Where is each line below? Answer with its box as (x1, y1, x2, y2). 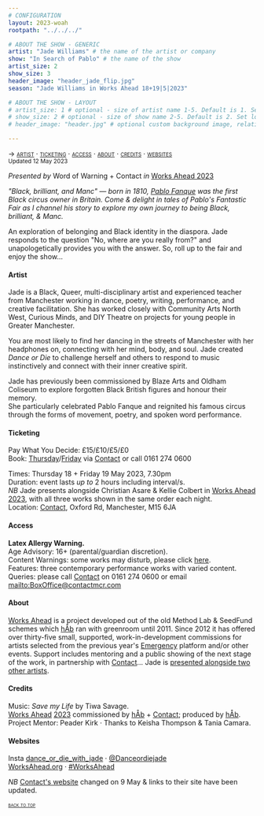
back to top (8, 801, 36, 809)
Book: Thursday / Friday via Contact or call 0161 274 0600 (8, 454, 192, 463)
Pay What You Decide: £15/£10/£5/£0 (8, 446, 130, 455)
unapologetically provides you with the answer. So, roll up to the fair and (8, 243, 242, 253)
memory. (8, 393, 37, 402)
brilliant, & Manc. (8, 212, 64, 221)
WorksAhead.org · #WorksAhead (8, 762, 115, 772)
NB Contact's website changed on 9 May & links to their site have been (8, 777, 238, 787)
